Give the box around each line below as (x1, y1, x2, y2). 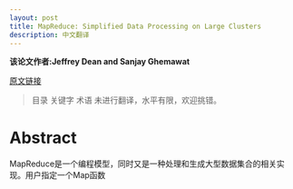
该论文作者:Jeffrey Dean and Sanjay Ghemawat (9, 56, 190, 67)
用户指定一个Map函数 (24, 170, 106, 181)
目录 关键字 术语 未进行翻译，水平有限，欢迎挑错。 (31, 94, 222, 105)
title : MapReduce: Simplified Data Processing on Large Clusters (9, 22, 261, 31)
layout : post (9, 13, 59, 23)
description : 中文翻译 (9, 30, 90, 39)
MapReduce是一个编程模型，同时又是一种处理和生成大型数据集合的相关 (9, 158, 278, 169)
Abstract (9, 127, 77, 148)
